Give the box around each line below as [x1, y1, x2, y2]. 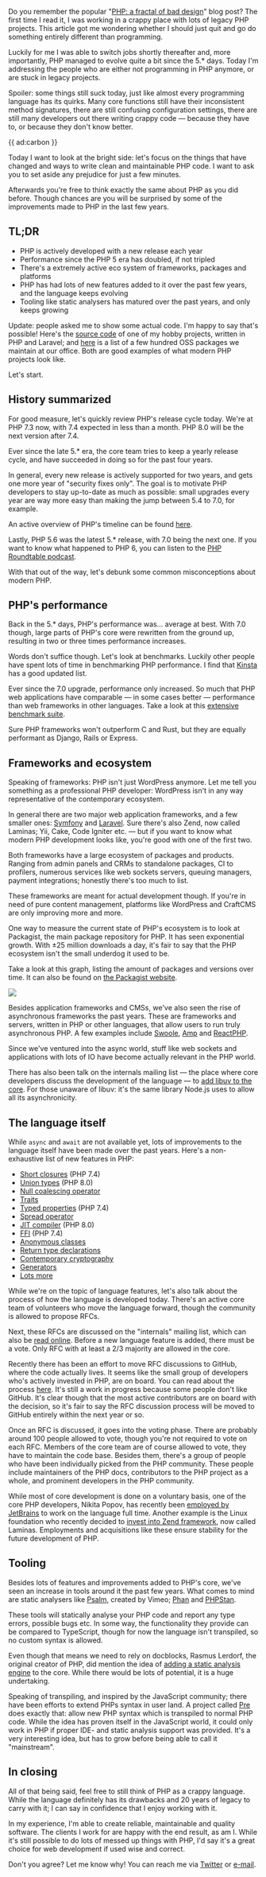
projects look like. [8, 354, 66, 364]
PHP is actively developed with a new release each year [19, 246, 203, 255]
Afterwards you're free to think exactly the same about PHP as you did [8, 185, 239, 194]
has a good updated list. [8, 669, 87, 678]
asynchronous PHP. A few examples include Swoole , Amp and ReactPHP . [8, 1029, 249, 1038]
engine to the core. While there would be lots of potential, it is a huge [8, 1667, 234, 1677]
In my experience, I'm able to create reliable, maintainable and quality [8, 1818, 236, 1828]
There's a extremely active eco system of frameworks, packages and [19, 262, 247, 273]
